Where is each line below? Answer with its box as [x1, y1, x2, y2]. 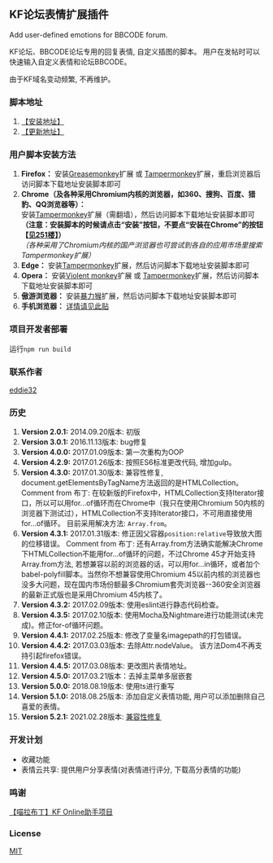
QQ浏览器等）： [35, 199, 86, 209]
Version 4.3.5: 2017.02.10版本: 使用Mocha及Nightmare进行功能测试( [20, 610, 250, 620]
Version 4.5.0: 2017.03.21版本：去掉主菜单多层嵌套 [20, 671, 193, 681]
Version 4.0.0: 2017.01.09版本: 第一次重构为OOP [20, 447, 184, 458]
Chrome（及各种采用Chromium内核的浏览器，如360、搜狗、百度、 [20, 190, 249, 199]
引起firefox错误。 [28, 651, 86, 661]
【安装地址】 [20, 116, 64, 126]
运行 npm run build [9, 344, 71, 353]
